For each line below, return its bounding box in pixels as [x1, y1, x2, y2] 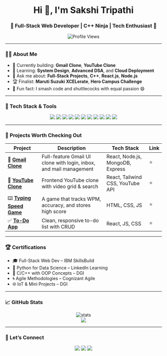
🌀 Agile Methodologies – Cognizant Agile [12, 275, 95, 281]
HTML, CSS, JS [106, 202, 143, 209]
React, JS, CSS [106, 220, 142, 227]
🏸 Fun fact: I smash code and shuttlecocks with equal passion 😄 [12, 85, 145, 91]
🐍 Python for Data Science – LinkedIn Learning [12, 265, 108, 271]
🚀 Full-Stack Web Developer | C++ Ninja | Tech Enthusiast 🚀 [10, 22, 157, 29]
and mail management [41, 166, 93, 173]
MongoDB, [106, 159, 132, 166]
